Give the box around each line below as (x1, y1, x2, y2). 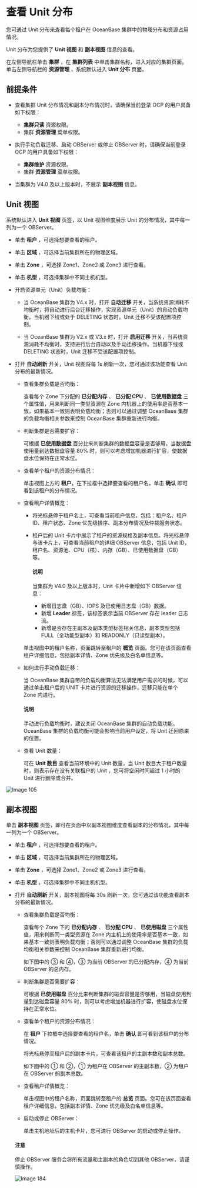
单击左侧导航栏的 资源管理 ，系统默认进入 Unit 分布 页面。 (6, 65, 147, 72)
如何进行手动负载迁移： (23, 664, 81, 671)
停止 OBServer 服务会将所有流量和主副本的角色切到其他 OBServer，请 (14, 1156, 185, 1163)
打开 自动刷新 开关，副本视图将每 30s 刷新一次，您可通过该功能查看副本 (14, 891, 190, 898)
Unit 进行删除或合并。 (23, 774, 76, 781)
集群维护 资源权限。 (23, 161, 72, 168)
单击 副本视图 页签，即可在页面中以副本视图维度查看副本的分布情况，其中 (6, 821, 184, 828)
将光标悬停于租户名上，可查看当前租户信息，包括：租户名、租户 (32, 512, 187, 519)
